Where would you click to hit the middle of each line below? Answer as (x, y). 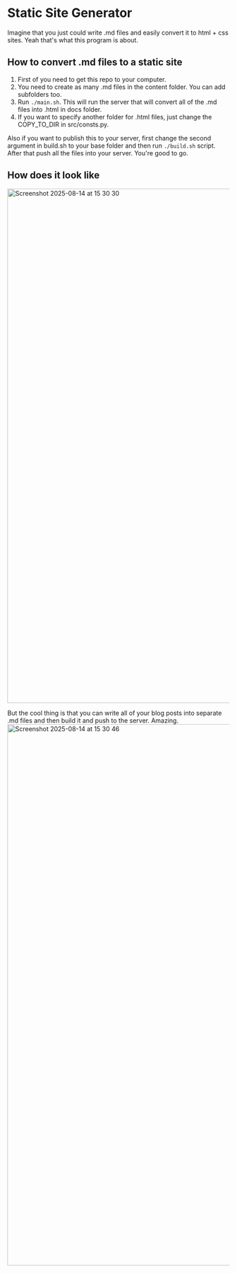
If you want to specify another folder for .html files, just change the (115, 117)
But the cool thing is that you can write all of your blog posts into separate (115, 713)
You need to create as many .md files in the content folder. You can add (121, 87)
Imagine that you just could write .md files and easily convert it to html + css (118, 32)
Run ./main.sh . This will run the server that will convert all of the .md (117, 102)
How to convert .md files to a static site (95, 63)
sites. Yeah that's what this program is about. (73, 40)
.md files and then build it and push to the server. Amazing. (93, 720)
